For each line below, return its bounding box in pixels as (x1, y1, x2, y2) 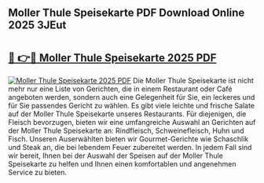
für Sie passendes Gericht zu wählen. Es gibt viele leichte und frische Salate (8, 101, 255, 110)
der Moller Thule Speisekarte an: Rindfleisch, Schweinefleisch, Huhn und (8, 126, 245, 135)
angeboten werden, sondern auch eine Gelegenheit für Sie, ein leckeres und (8, 93, 255, 101)
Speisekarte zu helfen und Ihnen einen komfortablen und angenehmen (8, 159, 236, 168)
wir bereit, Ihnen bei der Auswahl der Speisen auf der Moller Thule (8, 151, 224, 160)
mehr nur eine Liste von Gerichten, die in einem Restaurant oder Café (8, 84, 233, 93)
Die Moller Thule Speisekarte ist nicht (132, 76, 254, 85)
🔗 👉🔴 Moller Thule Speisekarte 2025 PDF (8, 51, 217, 64)
